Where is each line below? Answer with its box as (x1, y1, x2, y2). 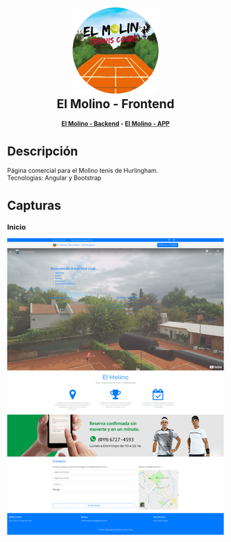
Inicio (7, 222, 26, 231)
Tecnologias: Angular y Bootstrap (7, 174, 102, 182)
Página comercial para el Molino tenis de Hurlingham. (7, 166, 159, 174)
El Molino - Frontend (56, 96, 175, 112)
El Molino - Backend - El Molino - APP (61, 119, 170, 127)
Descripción (7, 143, 78, 159)
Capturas (7, 198, 62, 213)
